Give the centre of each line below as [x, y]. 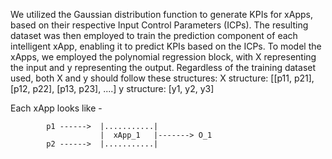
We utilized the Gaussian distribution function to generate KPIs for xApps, [161, 14]
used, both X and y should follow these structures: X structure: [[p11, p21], [162, 78]
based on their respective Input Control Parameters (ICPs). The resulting [159, 25]
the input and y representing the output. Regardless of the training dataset [163, 67]
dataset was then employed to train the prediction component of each [154, 35]
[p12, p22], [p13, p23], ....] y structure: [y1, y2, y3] [112, 88]
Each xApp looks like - [56, 108]
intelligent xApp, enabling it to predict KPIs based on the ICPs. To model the [166, 46]
